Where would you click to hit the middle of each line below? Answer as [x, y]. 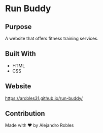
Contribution [25, 114]
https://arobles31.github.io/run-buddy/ [44, 98]
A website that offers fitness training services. [52, 38]
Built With [20, 54]
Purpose [18, 27]
